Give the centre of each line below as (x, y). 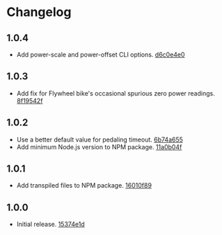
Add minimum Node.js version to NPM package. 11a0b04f (99, 146)
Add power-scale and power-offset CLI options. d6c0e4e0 (101, 54)
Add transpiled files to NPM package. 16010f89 (84, 185)
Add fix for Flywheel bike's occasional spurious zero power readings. (116, 93)
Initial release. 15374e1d (50, 225)
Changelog (39, 12)
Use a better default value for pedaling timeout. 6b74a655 (100, 139)
